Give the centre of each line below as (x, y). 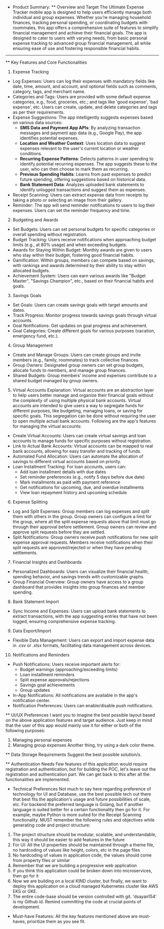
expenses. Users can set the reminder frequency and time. (72, 210)
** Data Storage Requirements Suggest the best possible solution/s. (73, 754)
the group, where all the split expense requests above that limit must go (84, 522)
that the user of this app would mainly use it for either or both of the (73, 725)
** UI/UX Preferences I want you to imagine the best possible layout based (80, 715)
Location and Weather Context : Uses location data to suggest (82, 143)
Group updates (35, 690)
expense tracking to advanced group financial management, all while (82, 43)
